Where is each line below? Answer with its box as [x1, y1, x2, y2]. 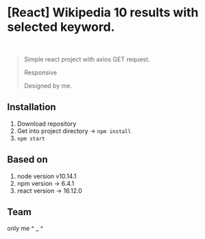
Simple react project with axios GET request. [23, 55, 150, 63]
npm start [16, 135, 46, 142]
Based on [7, 154, 48, 165]
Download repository [16, 119, 77, 128]
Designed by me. [23, 81, 72, 89]
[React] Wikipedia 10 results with [7, 5, 199, 20]
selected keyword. [7, 19, 115, 35]
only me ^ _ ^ [7, 224, 43, 233]
